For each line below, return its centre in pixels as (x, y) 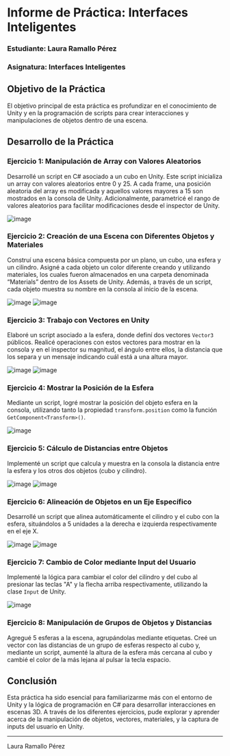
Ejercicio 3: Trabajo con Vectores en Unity (78, 320)
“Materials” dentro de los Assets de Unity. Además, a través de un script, (110, 282)
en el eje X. (23, 531)
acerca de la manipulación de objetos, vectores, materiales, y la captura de (113, 719)
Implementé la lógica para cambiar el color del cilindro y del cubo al (102, 577)
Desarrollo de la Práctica (61, 142)
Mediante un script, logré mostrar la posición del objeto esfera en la (103, 403)
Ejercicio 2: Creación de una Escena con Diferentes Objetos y (111, 236)
